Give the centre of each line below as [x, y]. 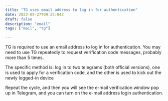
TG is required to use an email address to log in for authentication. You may [83, 47]
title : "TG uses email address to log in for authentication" [71, 10]
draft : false [19, 19]
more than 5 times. [25, 57]
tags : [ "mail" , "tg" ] [28, 28]
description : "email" [28, 24]
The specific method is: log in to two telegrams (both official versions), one [83, 67]
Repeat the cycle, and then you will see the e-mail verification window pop [82, 87]
